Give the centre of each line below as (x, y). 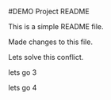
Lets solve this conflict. (46, 57)
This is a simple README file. (56, 26)
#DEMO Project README (49, 11)
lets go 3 (23, 72)
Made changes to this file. (51, 42)
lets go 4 (23, 87)
